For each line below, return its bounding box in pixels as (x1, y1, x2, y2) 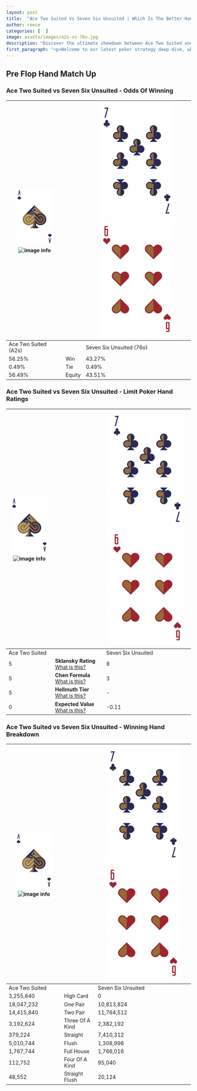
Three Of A (64, 1017, 91, 1024)
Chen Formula (55, 672, 91, 679)
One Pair (64, 1001, 85, 1008)
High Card (64, 992, 89, 999)
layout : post (6, 9, 38, 15)
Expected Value (55, 700, 95, 707)
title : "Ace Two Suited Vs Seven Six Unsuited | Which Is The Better (6, 15, 182, 22)
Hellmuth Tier (55, 686, 90, 693)
